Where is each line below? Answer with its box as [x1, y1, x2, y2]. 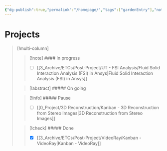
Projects [4, 28, 40, 40]
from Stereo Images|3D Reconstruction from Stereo [36, 110, 143, 116]
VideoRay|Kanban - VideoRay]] [36, 140, 101, 146]
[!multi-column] [16, 45, 49, 51]
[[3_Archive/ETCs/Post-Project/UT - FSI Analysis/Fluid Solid [36, 64, 161, 70]
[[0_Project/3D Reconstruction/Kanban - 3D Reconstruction [36, 104, 159, 110]
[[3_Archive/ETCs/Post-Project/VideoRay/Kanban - [36, 135, 142, 141]
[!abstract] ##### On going [29, 85, 86, 91]
